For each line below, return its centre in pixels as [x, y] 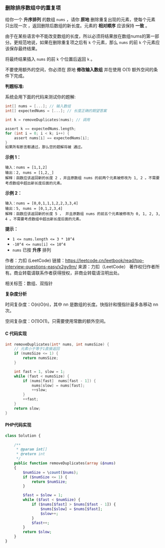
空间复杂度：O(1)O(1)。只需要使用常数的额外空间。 [57, 321]
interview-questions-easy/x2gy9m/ [41, 267]
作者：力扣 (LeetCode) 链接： [35, 260]
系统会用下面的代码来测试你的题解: [41, 97]
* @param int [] [32, 449]
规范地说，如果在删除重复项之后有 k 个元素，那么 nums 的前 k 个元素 [87, 43]
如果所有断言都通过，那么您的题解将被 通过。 [45, 147]
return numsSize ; [41, 358]
